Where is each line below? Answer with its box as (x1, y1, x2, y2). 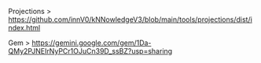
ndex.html (8, 23, 41, 32)
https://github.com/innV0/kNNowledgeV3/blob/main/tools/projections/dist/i (8, 15, 253, 24)
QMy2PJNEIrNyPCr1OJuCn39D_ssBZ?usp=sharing (8, 47, 173, 55)
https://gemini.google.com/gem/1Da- (31, 38, 152, 47)
